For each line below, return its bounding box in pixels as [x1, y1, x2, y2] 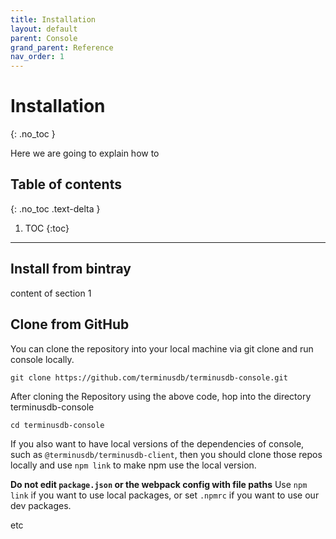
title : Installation [10, 14, 97, 25]
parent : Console [10, 33, 78, 43]
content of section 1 [10, 287, 92, 299]
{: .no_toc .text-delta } [10, 202, 101, 215]
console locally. [10, 353, 75, 365]
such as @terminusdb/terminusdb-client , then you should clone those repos [10, 448, 323, 460]
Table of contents [10, 176, 122, 193]
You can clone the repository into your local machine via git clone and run [10, 342, 314, 355]
